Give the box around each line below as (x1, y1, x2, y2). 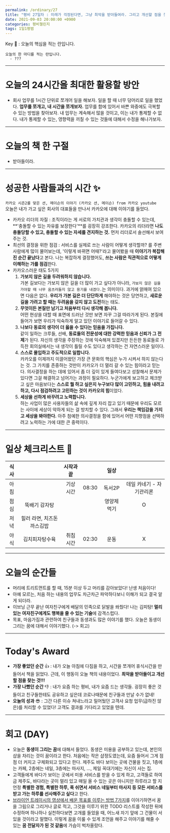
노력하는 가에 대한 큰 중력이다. (29, 419, 90, 425)
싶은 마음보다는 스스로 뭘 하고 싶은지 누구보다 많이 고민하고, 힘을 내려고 (25, 381, 164, 387)
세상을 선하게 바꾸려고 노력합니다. (20, 394, 87, 400)
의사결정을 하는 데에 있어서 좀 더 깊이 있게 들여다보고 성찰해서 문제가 (27, 368, 162, 374)
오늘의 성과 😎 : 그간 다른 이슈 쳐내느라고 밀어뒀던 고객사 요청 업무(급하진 (12, 698, 156, 704)
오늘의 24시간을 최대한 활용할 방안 (5, 80, 140, 91)
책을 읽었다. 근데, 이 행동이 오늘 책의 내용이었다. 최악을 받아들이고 (26, 671, 155, 677)
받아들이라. (12, 158, 35, 164)
